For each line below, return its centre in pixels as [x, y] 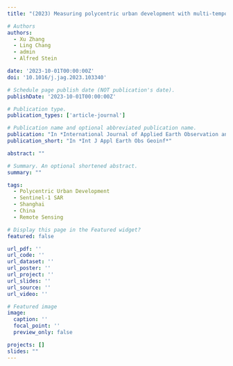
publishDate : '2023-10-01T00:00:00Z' [62, 97]
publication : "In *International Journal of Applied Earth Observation [113, 135]
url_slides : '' [29, 281]
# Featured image [32, 306]
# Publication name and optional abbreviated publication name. [102, 128]
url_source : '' [29, 288]
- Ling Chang [32, 46]
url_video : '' [28, 294]
